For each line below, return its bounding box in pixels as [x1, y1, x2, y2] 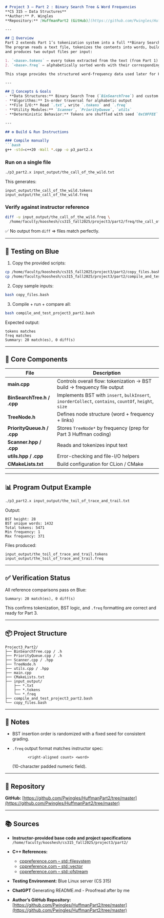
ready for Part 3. [5, 610, 38, 616]
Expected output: [5, 319, 40, 325]
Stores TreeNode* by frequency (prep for [57, 425, 149, 432]
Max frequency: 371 [5, 534, 45, 539]
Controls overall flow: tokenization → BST [57, 378, 152, 385]
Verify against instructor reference [5, 204, 89, 211]
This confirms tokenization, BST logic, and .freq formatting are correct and [5, 605, 157, 611]
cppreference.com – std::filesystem [19, 858, 91, 864]
